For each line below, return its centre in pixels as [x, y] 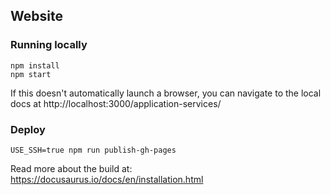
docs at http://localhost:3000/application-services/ [116, 103]
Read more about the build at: [71, 168]
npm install [35, 65]
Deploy [28, 129]
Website [36, 16]
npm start [31, 74]
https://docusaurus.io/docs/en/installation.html [107, 179]
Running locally [49, 45]
